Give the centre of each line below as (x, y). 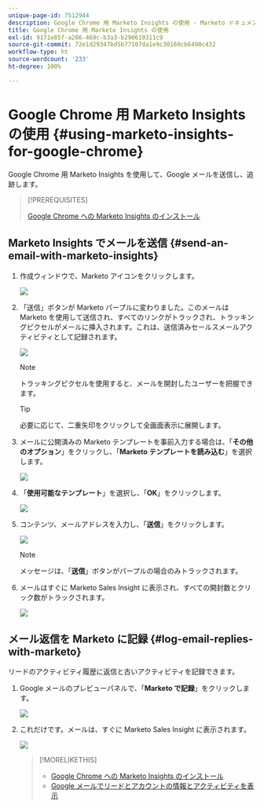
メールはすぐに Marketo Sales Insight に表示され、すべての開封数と (128, 587)
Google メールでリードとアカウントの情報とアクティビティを (149, 786)
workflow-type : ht (38, 52)
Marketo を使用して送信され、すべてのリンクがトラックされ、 (119, 317)
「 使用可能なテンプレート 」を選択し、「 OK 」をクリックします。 (122, 492)
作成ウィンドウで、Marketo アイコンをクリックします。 (109, 276)
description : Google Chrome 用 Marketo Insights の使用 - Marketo (117, 23)
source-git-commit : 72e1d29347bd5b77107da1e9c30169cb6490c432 (112, 45)
